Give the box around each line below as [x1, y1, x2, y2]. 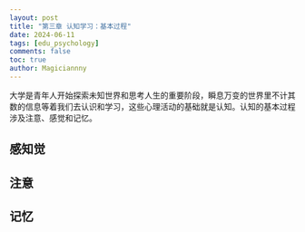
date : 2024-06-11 [9, 30, 75, 39]
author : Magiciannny [9, 64, 88, 73]
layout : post [9, 13, 59, 23]
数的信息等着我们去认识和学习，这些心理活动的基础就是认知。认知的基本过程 [9, 101, 296, 111]
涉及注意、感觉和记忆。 [9, 112, 97, 123]
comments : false [9, 47, 71, 56]
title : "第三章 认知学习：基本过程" [9, 22, 132, 31]
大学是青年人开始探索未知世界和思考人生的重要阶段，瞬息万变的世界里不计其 [9, 90, 296, 101]
